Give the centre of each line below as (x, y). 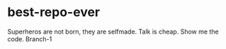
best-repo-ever (54, 12)
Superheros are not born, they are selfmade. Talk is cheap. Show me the (113, 31)
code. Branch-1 (30, 38)
